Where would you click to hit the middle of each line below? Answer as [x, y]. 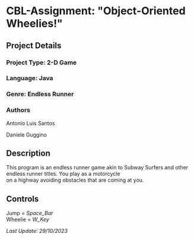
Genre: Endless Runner [40, 94]
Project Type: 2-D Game [42, 62]
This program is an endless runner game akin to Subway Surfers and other [97, 168]
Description [28, 154]
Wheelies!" [35, 23]
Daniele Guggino [27, 134]
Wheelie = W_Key [28, 220]
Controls [23, 199]
